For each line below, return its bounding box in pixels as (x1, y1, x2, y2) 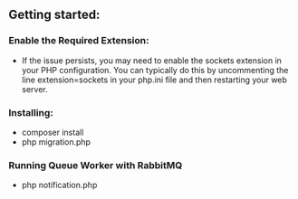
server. (21, 83, 49, 94)
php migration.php (21, 136, 91, 147)
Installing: (8, 106, 53, 118)
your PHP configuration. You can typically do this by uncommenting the (21, 64, 289, 75)
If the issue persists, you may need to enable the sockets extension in (21, 54, 283, 66)
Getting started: (8, 7, 101, 23)
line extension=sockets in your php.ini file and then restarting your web (21, 74, 287, 85)
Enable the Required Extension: (8, 34, 149, 47)
